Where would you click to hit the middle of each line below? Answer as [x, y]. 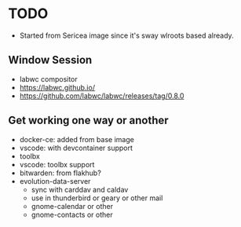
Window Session [50, 60]
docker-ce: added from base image [77, 139]
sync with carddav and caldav [80, 189]
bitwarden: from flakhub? [60, 173]
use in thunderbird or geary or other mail [97, 198]
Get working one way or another [88, 121]
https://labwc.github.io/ [57, 87]
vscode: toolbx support [57, 164]
